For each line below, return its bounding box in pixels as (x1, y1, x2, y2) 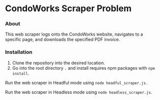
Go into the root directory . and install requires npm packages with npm (12, 65, 155, 71)
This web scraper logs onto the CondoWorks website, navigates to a (5, 31, 143, 37)
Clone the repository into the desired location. (12, 60, 106, 66)
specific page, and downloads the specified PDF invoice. (5, 37, 120, 42)
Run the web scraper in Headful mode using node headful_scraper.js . (5, 80, 147, 85)
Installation (5, 49, 33, 56)
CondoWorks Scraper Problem (5, 3, 132, 14)
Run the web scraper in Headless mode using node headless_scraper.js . (5, 89, 152, 95)
